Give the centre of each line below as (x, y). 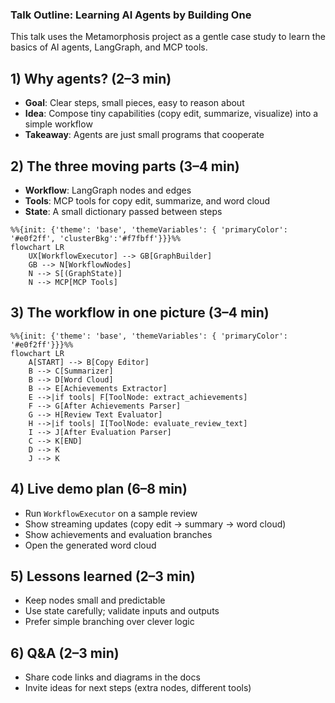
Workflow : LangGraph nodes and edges (108, 190)
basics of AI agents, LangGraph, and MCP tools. (109, 47)
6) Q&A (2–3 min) (65, 653)
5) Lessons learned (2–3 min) (103, 576)
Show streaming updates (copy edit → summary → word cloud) (155, 524)
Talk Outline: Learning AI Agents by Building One (131, 15)
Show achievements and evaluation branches (118, 534)
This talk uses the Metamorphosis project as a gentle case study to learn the (168, 37)
